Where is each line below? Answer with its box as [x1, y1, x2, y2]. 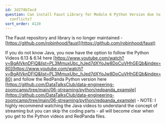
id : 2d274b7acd [5, 7, 37, 12]
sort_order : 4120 [5, 21, 41, 26]
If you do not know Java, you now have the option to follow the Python [5, 50, 149, 56]
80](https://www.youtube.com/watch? [5, 66, 83, 72]
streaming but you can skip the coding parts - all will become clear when [5, 108, 154, 114]
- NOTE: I [137, 98, 156, 104]
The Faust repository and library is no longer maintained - [5, 35, 123, 41]
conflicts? [9, 16, 32, 21]
